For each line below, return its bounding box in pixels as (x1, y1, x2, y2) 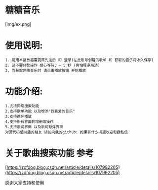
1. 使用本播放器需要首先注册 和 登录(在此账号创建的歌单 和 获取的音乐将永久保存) (5, 57, 154, 62)
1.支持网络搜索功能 (5, 103, 39, 109)
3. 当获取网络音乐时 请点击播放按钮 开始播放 (5, 68, 86, 73)
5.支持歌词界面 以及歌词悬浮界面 (5, 124, 63, 129)
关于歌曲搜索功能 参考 (5, 148, 94, 158)
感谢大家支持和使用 (5, 180, 44, 186)
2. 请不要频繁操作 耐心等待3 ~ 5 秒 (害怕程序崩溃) (5, 63, 100, 68)
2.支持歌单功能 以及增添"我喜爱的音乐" (5, 109, 76, 114)
